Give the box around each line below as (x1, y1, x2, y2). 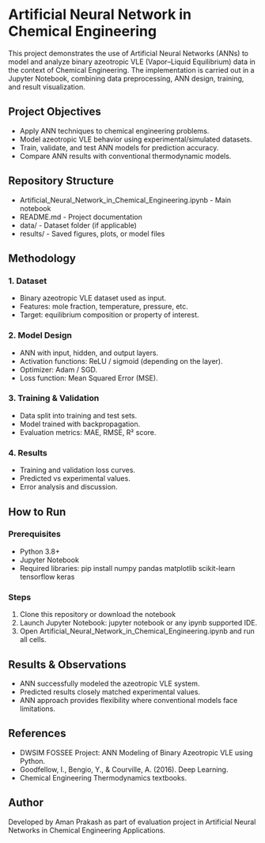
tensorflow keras (19, 572, 75, 581)
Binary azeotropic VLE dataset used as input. (19, 293, 167, 303)
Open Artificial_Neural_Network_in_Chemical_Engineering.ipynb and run (19, 626, 255, 636)
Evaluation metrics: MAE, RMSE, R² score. (19, 427, 157, 437)
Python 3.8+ (19, 546, 61, 556)
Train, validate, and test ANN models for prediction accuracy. (19, 142, 219, 152)
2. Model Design (8, 330, 73, 341)
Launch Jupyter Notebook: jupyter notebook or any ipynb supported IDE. (19, 618, 258, 628)
